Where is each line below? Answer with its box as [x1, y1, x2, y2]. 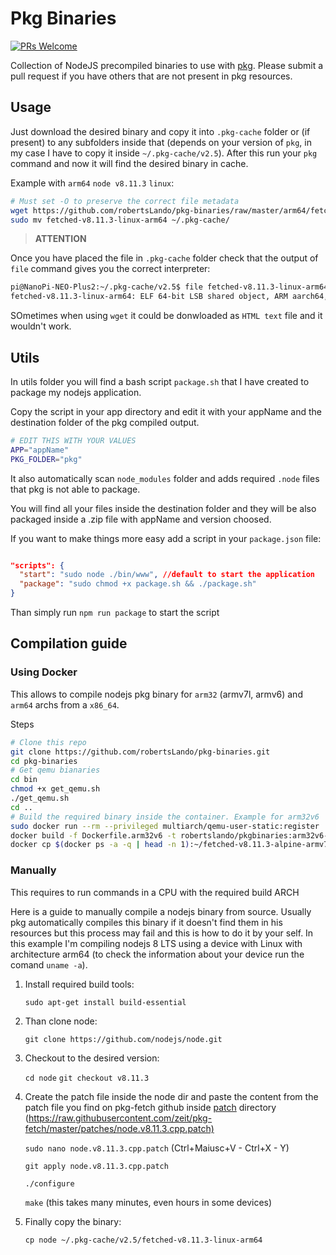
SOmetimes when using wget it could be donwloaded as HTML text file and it [10, 310, 323, 322]
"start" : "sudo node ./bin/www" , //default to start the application [19, 570, 315, 580]
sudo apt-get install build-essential [24, 997, 187, 1007]
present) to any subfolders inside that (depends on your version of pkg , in [10, 136, 312, 148]
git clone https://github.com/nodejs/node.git [24, 1034, 223, 1044]
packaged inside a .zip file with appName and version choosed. [10, 513, 272, 525]
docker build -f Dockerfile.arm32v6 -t [10, 830, 177, 841]
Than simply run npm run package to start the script [10, 607, 220, 619]
